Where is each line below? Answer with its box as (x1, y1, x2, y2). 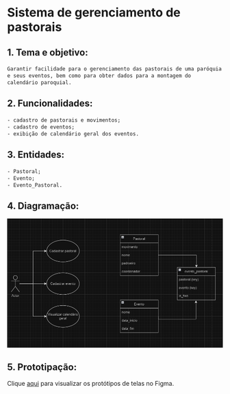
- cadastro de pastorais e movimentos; (7, 116, 121, 124)
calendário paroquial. (7, 79, 72, 86)
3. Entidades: (7, 149, 65, 161)
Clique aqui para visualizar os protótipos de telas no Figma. (7, 380, 175, 388)
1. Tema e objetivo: (7, 47, 88, 58)
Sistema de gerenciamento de (7, 5, 181, 21)
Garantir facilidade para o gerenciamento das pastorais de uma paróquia (7, 66, 222, 73)
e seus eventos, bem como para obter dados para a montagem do (7, 73, 192, 79)
